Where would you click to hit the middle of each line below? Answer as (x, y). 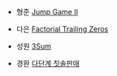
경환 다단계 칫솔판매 (48, 63)
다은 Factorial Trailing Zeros (62, 29)
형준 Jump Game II (47, 12)
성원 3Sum (33, 46)
